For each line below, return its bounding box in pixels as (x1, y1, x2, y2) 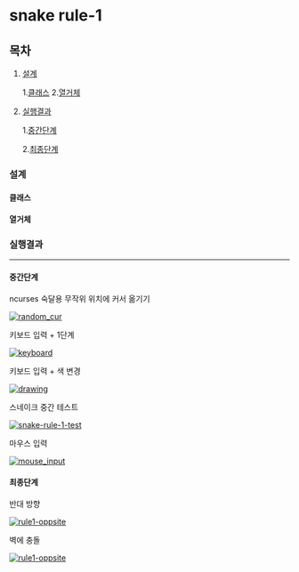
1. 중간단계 (21, 125, 58, 135)
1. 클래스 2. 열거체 (21, 87, 81, 98)
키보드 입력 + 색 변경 (9, 366, 82, 376)
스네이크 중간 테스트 (9, 401, 78, 412)
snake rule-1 (9, 5, 102, 26)
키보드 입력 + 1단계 (9, 329, 75, 340)
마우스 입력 (9, 438, 48, 448)
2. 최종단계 (21, 144, 59, 154)
